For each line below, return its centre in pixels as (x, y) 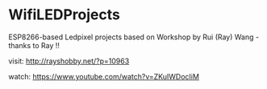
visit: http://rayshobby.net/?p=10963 (69, 61)
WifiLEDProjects (65, 15)
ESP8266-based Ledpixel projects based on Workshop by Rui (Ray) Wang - (134, 37)
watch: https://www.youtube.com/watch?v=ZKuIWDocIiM (104, 76)
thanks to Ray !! (34, 45)
